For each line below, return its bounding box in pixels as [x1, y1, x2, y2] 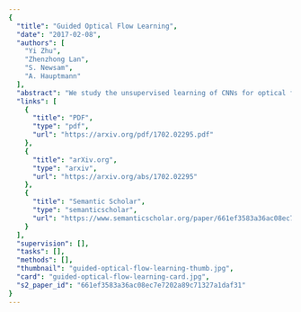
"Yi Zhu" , [24, 47, 62, 56]
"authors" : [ [16, 38, 66, 48]
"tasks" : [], [16, 247, 66, 256]
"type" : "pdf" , [31, 122, 90, 131]
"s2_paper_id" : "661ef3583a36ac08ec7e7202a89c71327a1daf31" [16, 281, 246, 290]
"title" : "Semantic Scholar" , [31, 197, 146, 207]
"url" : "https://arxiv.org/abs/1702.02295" [31, 172, 199, 181]
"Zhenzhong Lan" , [24, 55, 90, 64]
